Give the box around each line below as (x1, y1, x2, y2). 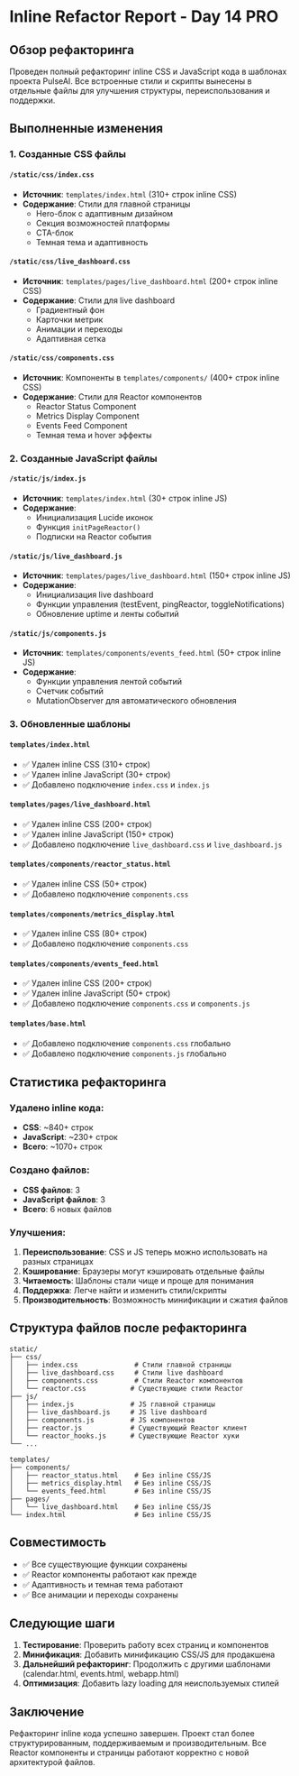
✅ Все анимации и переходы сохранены (22, 1589, 178, 1600)
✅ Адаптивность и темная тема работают (22, 1578, 184, 1589)
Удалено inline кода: (9, 1101, 104, 1114)
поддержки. (9, 95, 56, 106)
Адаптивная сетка (35, 333, 106, 344)
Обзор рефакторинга (9, 42, 135, 58)
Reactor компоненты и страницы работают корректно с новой (9, 1747, 249, 1758)
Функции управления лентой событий (35, 676, 183, 687)
